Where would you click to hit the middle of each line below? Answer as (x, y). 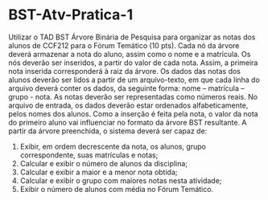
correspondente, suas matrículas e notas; (89, 155)
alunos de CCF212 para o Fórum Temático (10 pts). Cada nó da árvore (124, 45)
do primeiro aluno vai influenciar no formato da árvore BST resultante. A (128, 122)
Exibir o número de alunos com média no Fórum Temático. (117, 189)
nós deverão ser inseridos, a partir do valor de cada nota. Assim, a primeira (133, 63)
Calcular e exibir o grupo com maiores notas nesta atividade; (121, 180)
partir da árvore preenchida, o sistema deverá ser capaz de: (108, 131)
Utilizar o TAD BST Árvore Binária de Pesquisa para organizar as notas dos (132, 37)
